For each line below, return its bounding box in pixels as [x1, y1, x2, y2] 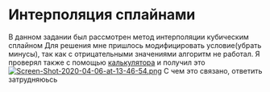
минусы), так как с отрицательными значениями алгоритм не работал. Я [8, 49, 260, 58]
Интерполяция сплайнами [8, 6, 196, 24]
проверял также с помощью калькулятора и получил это [8, 58, 206, 67]
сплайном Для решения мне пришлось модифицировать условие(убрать [8, 40, 262, 50]
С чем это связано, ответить [164, 66, 263, 75]
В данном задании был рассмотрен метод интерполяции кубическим [8, 32, 250, 42]
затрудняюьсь [8, 74, 58, 84]
